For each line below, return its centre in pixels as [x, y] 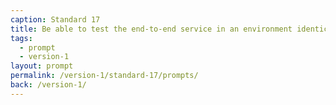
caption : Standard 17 [55, 19]
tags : [21, 38]
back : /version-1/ [48, 85]
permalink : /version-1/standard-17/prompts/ [104, 76]
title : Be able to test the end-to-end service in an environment [151, 29]
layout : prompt [42, 66]
